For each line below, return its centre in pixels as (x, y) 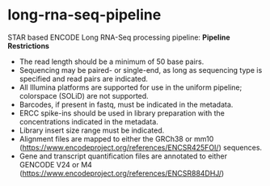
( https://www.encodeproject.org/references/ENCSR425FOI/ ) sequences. (141, 147)
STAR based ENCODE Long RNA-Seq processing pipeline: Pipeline (119, 37)
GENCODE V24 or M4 (55, 164)
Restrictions (29, 45)
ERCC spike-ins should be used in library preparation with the (122, 113)
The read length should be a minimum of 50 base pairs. (112, 61)
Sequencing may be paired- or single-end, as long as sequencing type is (141, 70)
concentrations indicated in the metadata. (89, 121)
